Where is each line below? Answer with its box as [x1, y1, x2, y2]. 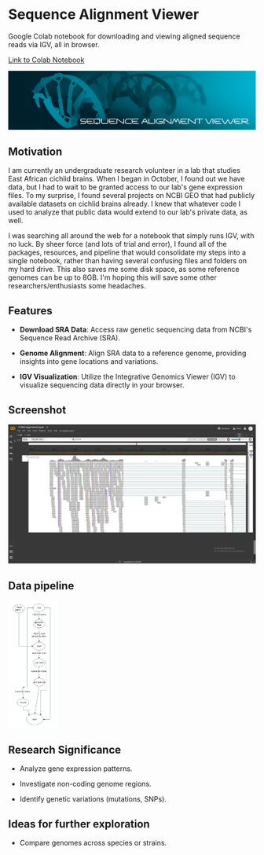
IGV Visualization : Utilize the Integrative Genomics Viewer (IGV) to [19, 372, 236, 382]
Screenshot [8, 403, 67, 416]
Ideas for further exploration [8, 817, 151, 831]
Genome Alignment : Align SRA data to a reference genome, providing [19, 348, 247, 358]
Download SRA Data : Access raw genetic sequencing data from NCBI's [19, 325, 252, 335]
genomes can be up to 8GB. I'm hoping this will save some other [8, 273, 218, 282]
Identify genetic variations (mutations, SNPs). [19, 794, 167, 804]
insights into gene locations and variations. [19, 357, 159, 366]
